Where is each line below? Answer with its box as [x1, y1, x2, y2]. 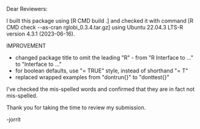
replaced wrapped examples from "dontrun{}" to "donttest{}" [15, 74, 170, 80]
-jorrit [6, 116, 21, 123]
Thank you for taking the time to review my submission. [6, 104, 146, 111]
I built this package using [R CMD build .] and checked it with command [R [6, 17, 194, 24]
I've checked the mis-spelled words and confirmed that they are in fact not [6, 85, 194, 93]
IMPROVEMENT [6, 42, 46, 49]
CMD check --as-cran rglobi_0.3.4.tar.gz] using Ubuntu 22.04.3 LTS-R [6, 24, 183, 31]
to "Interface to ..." [15, 61, 62, 68]
